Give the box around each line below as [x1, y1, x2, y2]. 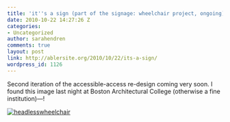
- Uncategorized [7, 29, 53, 36]
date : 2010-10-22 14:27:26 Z [7, 16, 90, 23]
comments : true [7, 42, 51, 49]
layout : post [7, 49, 44, 56]
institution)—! [7, 94, 45, 103]
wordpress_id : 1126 [7, 61, 63, 68]
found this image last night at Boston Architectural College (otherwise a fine [7, 87, 221, 95]
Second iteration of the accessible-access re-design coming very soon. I [7, 80, 214, 88]
